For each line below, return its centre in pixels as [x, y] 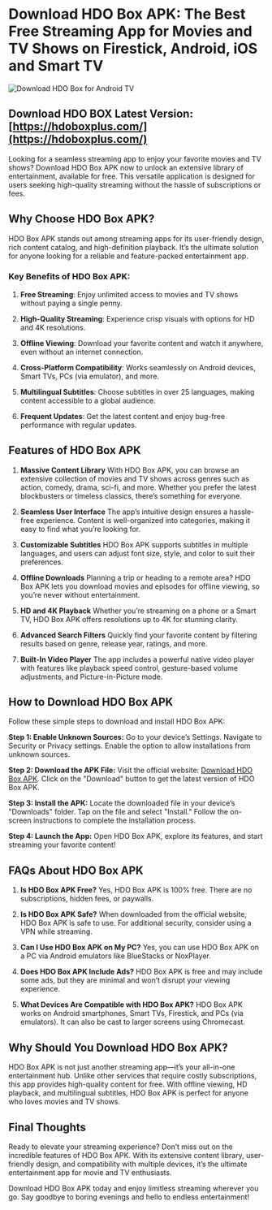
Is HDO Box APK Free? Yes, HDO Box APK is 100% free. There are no [136, 890]
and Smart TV [56, 66]
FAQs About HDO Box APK [76, 870]
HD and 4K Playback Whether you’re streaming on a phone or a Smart [138, 611]
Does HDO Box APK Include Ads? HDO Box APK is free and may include [141, 972]
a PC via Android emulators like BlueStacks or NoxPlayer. [115, 956]
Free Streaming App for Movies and [131, 31]
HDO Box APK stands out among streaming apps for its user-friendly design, [136, 238]
